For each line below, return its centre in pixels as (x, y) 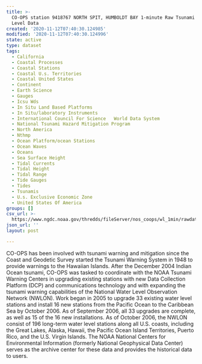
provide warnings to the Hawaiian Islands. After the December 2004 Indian (99, 266)
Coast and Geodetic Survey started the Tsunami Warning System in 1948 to (100, 260)
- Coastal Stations (36, 68)
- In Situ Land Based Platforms (52, 107)
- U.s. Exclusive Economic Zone (52, 197)
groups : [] (20, 208)
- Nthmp (21, 136)
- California (28, 57)
